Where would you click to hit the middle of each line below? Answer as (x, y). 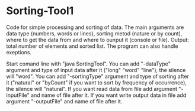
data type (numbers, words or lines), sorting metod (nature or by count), (94, 33)
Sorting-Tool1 (40, 11)
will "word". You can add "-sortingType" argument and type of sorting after (98, 76)
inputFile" (18, 95)
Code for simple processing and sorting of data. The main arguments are (95, 27)
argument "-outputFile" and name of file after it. (64, 101)
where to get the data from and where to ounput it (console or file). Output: (97, 40)
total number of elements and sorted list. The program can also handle (92, 46)
